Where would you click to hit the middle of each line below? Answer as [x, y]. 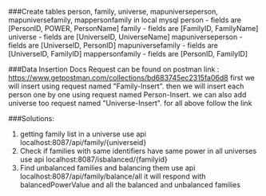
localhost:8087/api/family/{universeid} [83, 142]
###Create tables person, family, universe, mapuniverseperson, [113, 12]
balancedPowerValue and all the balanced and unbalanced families [130, 185]
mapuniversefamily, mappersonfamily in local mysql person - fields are [125, 20]
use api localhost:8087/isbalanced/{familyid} [93, 159]
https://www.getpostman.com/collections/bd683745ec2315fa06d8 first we [132, 78]
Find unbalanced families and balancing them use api [107, 168]
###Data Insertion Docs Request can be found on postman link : [114, 69]
